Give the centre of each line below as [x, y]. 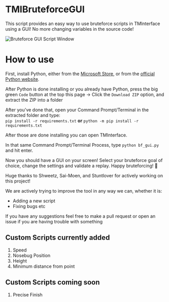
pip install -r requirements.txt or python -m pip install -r [72, 121]
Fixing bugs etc [29, 206]
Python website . [22, 79]
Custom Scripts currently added [58, 238]
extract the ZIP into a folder [34, 100]
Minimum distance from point [44, 266]
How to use [30, 60]
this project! [18, 181]
